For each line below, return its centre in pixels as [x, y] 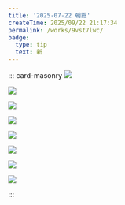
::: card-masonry [35, 75]
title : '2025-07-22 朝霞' [49, 15]
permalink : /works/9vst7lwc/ [56, 30]
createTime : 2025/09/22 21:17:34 [63, 23]
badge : [19, 37]
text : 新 [29, 52]
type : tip [31, 45]
